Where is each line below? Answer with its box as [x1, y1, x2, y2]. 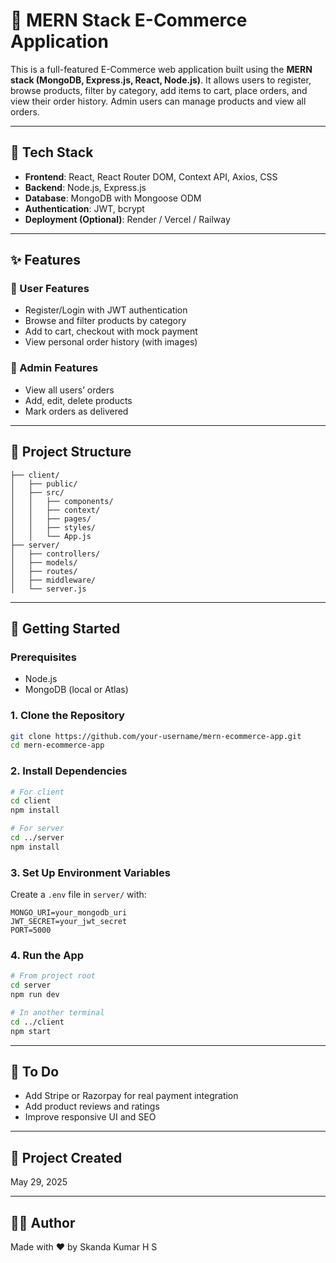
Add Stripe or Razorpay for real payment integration [24, 1090, 239, 1102]
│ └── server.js [10, 584, 87, 594]
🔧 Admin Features [10, 361, 99, 375]
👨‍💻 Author [10, 1214, 76, 1231]
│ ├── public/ [10, 479, 78, 489]
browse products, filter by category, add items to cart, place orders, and [10, 84, 308, 96]
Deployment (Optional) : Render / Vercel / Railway [24, 213, 231, 225]
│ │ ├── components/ [10, 496, 114, 506]
